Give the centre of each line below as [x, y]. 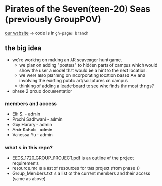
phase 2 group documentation [42, 91]
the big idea [23, 48]
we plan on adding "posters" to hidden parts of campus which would [88, 65]
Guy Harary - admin [32, 125]
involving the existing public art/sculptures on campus [73, 80]
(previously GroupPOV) [53, 19]
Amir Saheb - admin [32, 130]
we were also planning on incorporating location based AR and [82, 75]
